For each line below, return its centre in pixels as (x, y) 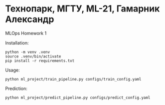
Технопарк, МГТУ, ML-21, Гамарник (82, 9)
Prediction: (16, 88)
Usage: (12, 70)
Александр (30, 19)
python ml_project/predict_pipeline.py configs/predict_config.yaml (78, 97)
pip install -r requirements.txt (40, 60)
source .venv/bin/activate (33, 56)
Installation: (17, 42)
